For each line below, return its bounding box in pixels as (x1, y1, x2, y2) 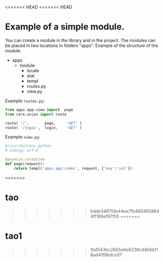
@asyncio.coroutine (5, 157, 45, 162)
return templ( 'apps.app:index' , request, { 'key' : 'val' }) (14, 166, 133, 171)
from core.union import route (5, 112, 67, 117)
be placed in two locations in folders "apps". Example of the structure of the (5, 43, 158, 48)
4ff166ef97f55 (90, 213, 119, 219)
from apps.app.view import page (5, 107, 73, 112)
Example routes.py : (5, 98, 45, 104)
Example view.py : (5, 134, 41, 140)
